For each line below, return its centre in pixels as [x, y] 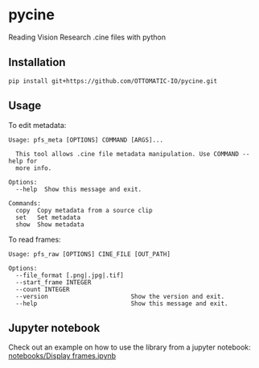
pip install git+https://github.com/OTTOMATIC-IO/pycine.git [113, 81]
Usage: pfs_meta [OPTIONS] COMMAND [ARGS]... [86, 140]
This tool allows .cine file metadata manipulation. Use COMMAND [127, 154]
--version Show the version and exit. [120, 296]
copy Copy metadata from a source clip [84, 210]
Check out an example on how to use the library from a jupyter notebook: [129, 347]
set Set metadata [48, 217]
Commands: [25, 203]
